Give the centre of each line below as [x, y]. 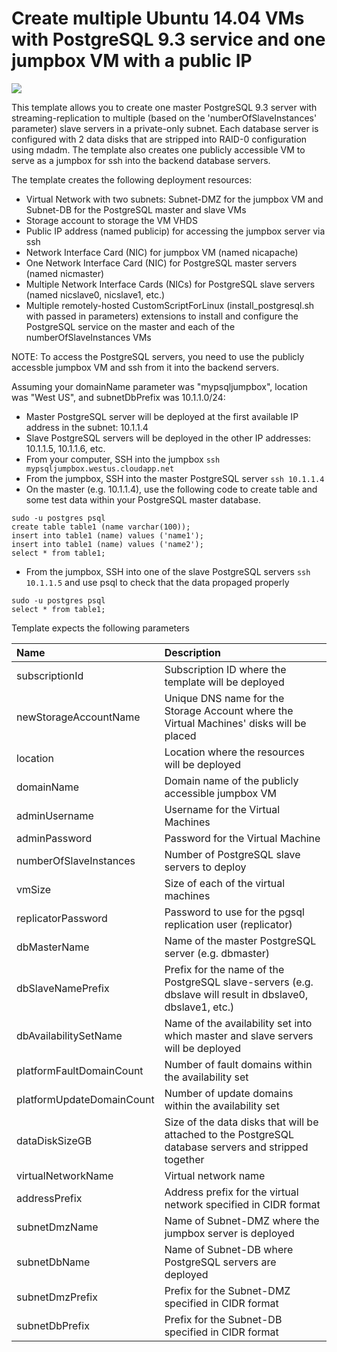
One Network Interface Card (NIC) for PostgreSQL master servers [161, 263]
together [184, 1159]
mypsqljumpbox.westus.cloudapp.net [100, 468]
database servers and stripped [236, 1147]
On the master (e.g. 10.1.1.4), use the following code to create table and [171, 489]
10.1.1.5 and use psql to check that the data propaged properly [157, 582]
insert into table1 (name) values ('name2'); [107, 544]
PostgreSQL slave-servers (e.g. [239, 982]
